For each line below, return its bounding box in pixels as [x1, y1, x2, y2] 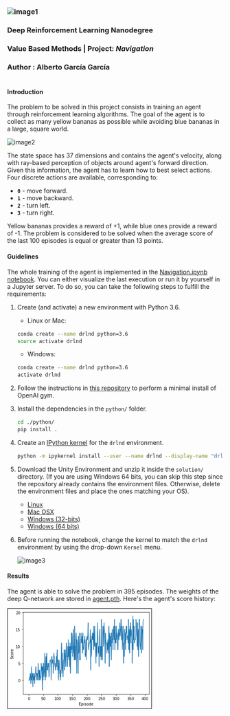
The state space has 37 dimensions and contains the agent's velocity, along [7, 151, 222, 160]
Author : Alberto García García [7, 62, 111, 72]
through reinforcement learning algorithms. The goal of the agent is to [7, 110, 205, 118]
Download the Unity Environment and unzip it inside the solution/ [16, 465, 204, 473]
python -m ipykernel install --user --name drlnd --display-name [16, 453, 208, 459]
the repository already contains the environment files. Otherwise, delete [16, 479, 221, 488]
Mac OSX [27, 508, 55, 516]
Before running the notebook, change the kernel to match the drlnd [16, 535, 208, 543]
